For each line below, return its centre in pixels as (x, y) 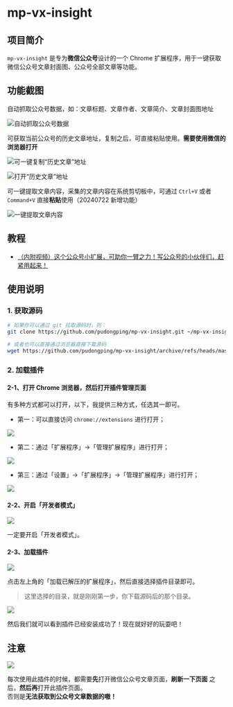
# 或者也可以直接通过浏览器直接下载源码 (57, 345)
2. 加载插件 (26, 370)
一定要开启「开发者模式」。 (45, 535)
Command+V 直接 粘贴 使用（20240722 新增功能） (74, 200)
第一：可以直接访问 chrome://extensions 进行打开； (91, 419)
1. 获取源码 (25, 310)
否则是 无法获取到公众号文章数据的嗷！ (62, 697)
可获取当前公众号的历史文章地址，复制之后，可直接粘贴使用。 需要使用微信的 (116, 138)
